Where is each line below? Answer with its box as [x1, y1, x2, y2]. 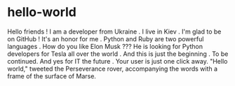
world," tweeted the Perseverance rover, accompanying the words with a [7, 64, 218, 73]
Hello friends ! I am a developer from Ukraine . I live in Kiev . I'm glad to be [7, 27, 222, 36]
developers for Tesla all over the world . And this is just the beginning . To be [7, 50, 229, 58]
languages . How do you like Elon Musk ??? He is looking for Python [7, 42, 203, 50]
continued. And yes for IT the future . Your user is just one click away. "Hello [7, 57, 228, 65]
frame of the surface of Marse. [7, 71, 97, 80]
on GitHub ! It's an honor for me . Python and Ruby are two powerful [7, 34, 204, 43]
